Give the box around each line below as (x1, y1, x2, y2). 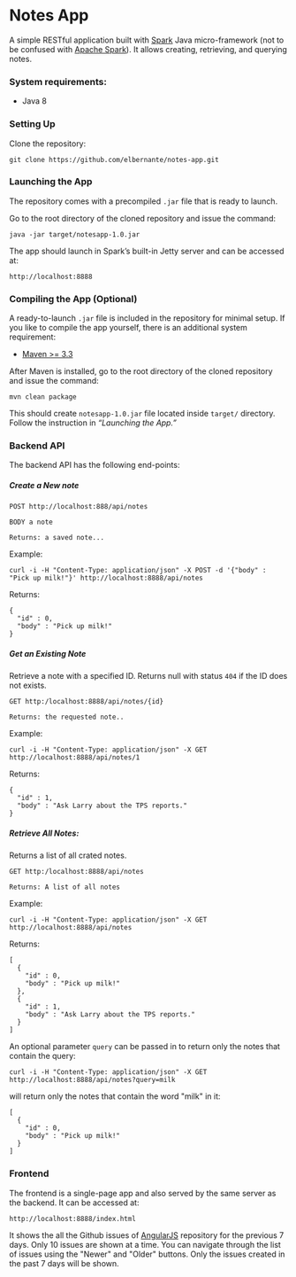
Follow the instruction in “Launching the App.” (9, 417, 177, 428)
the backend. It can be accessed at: (9, 1197, 140, 1208)
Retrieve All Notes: (9, 828, 80, 838)
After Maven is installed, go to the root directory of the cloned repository (9, 366, 273, 377)
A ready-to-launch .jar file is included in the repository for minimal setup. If (9, 313, 285, 323)
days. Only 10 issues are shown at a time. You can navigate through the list (9, 1239, 281, 1250)
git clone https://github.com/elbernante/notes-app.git (9, 155, 219, 164)
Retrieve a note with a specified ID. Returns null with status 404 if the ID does (9, 671, 288, 681)
